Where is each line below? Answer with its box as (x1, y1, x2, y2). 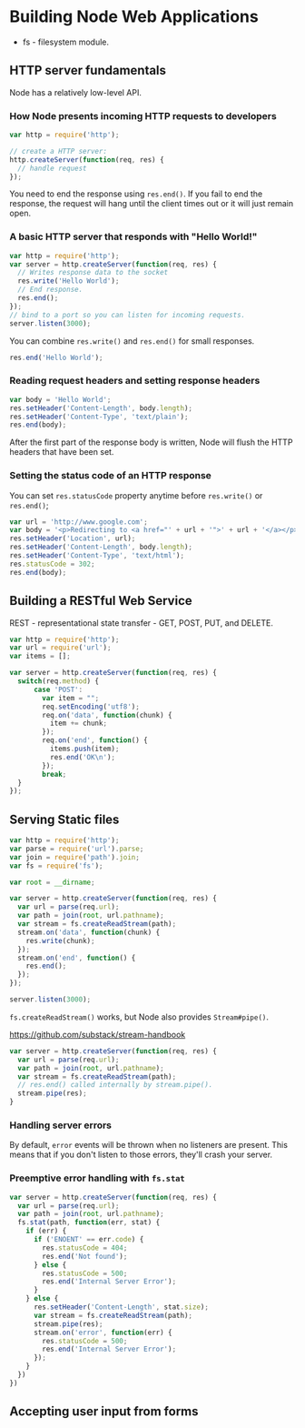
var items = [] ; (9, 652, 71, 661)
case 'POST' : (33, 685, 84, 694)
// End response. (17, 285, 84, 295)
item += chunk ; (49, 719, 107, 729)
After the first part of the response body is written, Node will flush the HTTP (9, 437, 293, 448)
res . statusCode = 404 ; (42, 1243, 128, 1252)
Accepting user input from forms (9, 1403, 199, 1420)
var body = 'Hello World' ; (9, 395, 112, 404)
